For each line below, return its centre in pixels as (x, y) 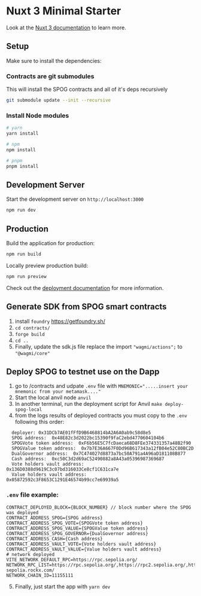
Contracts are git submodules (50, 76)
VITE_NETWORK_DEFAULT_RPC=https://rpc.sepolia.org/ (72, 560)
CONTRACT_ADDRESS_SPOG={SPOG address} (54, 518)
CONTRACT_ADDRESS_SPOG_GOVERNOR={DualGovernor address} (77, 533)
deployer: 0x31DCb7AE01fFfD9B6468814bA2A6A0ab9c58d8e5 (81, 433)
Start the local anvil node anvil (53, 398)
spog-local (28, 410)
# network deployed (31, 554)
